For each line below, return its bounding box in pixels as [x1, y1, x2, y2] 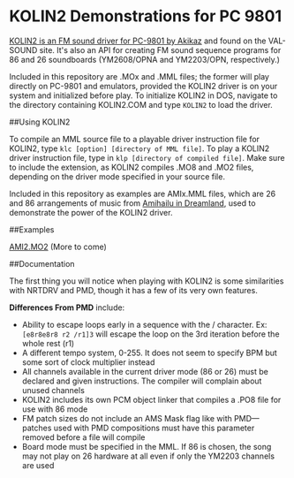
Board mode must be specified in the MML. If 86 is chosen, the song [21, 441, 272, 451]
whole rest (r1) [21, 338, 75, 348]
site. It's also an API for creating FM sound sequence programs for [39, 44, 282, 55]
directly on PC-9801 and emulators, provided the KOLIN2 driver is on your [9, 80, 278, 91]
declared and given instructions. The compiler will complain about [21, 376, 262, 386]
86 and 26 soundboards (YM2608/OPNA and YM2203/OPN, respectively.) [9, 54, 281, 64]
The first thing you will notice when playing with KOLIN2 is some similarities [9, 276, 284, 286]
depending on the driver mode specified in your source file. [9, 171, 225, 182]
